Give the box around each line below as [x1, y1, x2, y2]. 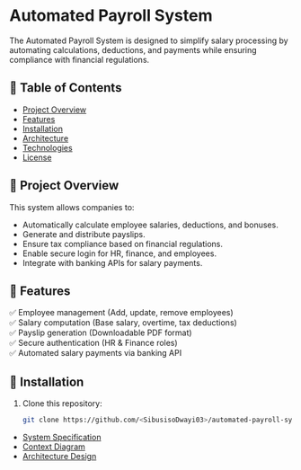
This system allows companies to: [9, 201, 135, 212]
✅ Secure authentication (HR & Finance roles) [9, 338, 178, 349]
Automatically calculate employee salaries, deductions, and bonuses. [22, 219, 279, 230]
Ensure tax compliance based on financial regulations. [22, 238, 223, 249]
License [22, 152, 52, 163]
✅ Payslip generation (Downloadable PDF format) [9, 327, 192, 338]
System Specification [22, 432, 102, 443]
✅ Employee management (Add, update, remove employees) [9, 307, 234, 318]
